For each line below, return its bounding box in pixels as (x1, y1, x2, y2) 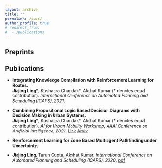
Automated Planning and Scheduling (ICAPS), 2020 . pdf (12, 157, 125, 163)
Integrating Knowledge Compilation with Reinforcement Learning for (12, 77, 154, 83)
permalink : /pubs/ (5, 16, 42, 21)
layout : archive (5, 7, 38, 12)
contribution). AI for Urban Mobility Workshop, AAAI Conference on (12, 123, 148, 129)
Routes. (12, 82, 28, 88)
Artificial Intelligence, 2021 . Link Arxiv (12, 128, 88, 134)
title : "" (5, 12, 25, 17)
